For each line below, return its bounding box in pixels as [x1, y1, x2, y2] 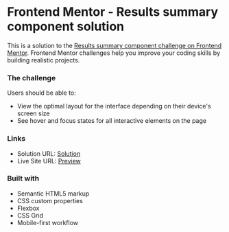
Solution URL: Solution [16, 149, 81, 158]
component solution [7, 19, 125, 34]
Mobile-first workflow [16, 218, 79, 227]
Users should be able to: [7, 89, 77, 97]
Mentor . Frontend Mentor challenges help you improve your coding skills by [7, 49, 221, 57]
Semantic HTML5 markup [16, 189, 90, 198]
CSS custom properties [16, 196, 84, 205]
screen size [16, 109, 50, 117]
